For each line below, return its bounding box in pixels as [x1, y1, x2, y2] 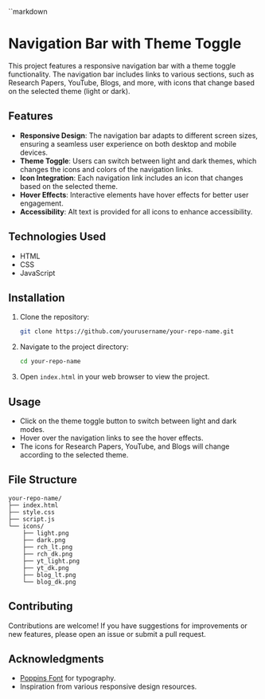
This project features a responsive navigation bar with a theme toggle [8, 61, 236, 70]
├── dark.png [22, 536, 66, 544]
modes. [19, 424, 45, 434]
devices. [19, 147, 49, 157]
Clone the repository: [19, 312, 90, 322]
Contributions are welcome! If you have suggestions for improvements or [8, 621, 248, 630]
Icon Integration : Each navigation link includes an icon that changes [19, 173, 244, 183]
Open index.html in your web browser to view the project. [19, 372, 210, 382]
